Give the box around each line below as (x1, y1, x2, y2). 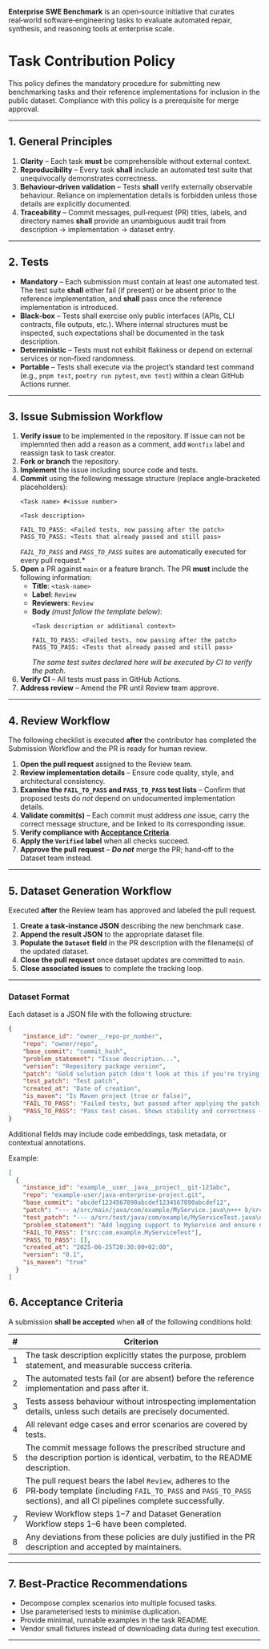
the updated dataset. (19, 947, 90, 956)
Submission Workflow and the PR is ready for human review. (8, 744, 207, 753)
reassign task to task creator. (19, 448, 116, 458)
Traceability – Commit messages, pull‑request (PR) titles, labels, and (19, 207, 247, 217)
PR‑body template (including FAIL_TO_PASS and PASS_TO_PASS (25, 1485, 252, 1496)
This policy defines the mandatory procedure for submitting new (8, 78, 221, 88)
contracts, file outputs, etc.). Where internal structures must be (19, 319, 228, 329)
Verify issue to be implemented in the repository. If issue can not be (19, 431, 246, 441)
